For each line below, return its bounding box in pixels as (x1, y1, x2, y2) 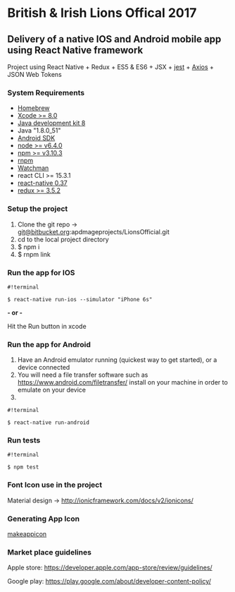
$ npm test (7, 464, 39, 471)
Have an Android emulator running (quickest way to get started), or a (17, 356, 217, 364)
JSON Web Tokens (7, 71, 62, 78)
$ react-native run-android (7, 419, 90, 426)
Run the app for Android (7, 339, 91, 349)
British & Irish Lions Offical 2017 (7, 5, 197, 21)
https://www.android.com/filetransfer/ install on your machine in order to (17, 378, 229, 387)
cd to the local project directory (17, 235, 109, 243)
